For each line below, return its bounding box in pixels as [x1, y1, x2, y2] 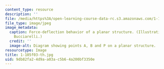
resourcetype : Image [5, 48, 47, 52]
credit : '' [9, 39, 32, 44]
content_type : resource [5, 7, 54, 12]
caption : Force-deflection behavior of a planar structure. [9, 30, 134, 34]
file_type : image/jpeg [5, 20, 51, 26]
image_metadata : [5, 25, 38, 30]
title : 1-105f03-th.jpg [5, 52, 54, 57]
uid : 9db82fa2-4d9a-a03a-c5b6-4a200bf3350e [5, 57, 95, 62]
